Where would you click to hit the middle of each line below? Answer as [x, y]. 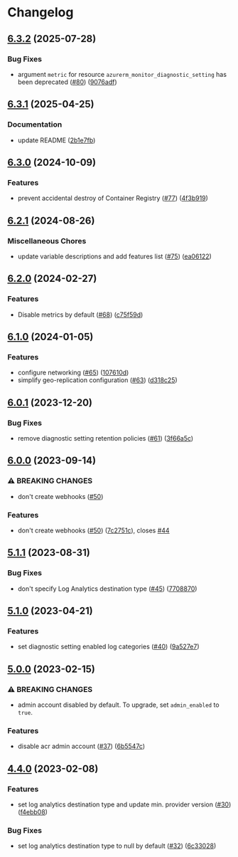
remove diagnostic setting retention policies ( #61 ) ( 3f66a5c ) [106, 438]
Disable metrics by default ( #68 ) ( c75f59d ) [80, 315]
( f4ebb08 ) [33, 812]
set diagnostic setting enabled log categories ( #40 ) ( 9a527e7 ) [109, 647]
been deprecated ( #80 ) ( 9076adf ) [67, 82]
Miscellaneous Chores [47, 241]
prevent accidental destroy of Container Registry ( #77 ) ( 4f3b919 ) [113, 198]
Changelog [40, 12]
